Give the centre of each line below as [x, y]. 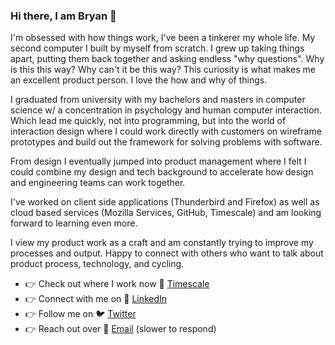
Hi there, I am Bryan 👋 [63, 16]
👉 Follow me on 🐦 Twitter [80, 314]
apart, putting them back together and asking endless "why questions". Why [167, 59]
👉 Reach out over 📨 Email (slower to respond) [120, 329]
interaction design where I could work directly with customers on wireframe [166, 131]
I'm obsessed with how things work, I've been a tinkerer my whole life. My [163, 38]
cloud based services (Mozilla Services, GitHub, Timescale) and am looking [166, 213]
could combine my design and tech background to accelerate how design [162, 172]
